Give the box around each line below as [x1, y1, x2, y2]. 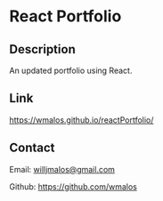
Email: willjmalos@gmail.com [9, 164, 116, 174]
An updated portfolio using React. [9, 65, 133, 76]
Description [9, 42, 76, 57]
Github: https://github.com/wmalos [9, 181, 138, 192]
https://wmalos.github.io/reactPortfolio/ [9, 114, 154, 125]
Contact [9, 141, 55, 156]
